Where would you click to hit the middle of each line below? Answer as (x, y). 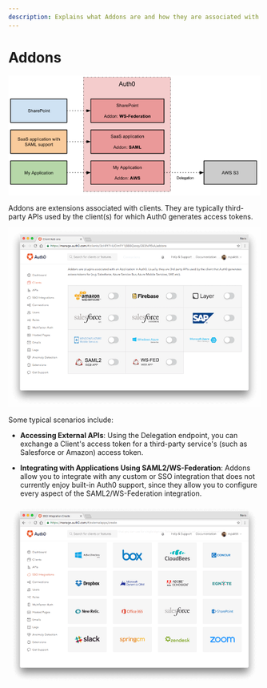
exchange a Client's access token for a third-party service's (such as (133, 444)
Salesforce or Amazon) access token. (82, 453)
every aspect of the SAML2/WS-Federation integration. (111, 493)
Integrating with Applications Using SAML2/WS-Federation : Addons (135, 468)
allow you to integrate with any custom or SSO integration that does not (137, 477)
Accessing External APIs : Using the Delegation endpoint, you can (129, 436)
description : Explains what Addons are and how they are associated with (134, 17)
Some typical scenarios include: (61, 420)
